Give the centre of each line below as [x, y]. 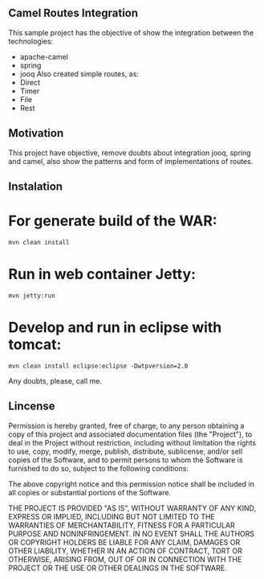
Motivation [36, 133]
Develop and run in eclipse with [115, 328]
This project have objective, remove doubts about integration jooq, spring [130, 153]
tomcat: [35, 345]
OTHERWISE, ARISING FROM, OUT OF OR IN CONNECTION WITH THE [125, 559]
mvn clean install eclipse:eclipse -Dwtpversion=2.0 [98, 366]
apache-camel [44, 56]
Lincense [32, 407]
